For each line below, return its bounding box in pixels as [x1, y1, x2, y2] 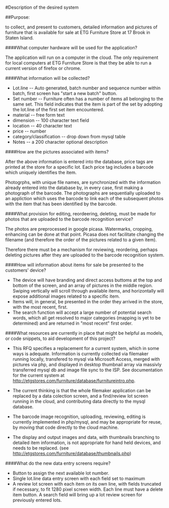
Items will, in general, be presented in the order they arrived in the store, [12, 299, 163, 304]
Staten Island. [5, 35, 34, 41]
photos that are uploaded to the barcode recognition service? [5, 216, 133, 222]
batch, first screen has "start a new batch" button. [12, 90, 117, 96]
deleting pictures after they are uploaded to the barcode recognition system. [5, 252, 164, 258]
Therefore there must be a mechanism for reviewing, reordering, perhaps [5, 246, 158, 252]
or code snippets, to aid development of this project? [5, 335, 115, 341]
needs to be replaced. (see [12, 445, 69, 451]
